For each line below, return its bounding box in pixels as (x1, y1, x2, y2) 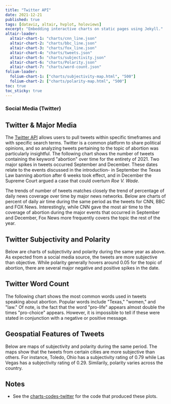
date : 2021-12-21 (5, 12, 42, 17)
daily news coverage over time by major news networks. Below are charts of (5, 193, 166, 199)
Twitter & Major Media (5, 121, 77, 129)
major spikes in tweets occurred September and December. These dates (5, 161, 158, 168)
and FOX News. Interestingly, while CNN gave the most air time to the (5, 204, 152, 210)
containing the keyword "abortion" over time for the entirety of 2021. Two (5, 156, 160, 162)
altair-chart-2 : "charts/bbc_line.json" (10, 41, 97, 46)
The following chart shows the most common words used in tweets (5, 293, 146, 299)
